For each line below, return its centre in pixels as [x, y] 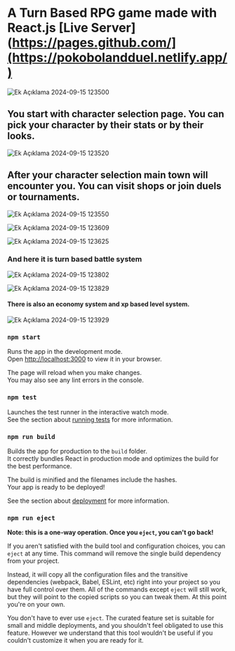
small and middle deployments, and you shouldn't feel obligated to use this [115, 626]
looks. [21, 136]
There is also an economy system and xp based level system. [99, 304]
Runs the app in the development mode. [65, 352]
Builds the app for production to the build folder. [78, 451]
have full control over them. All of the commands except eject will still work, [117, 590]
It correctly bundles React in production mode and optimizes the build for [113, 459]
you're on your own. [36, 605]
